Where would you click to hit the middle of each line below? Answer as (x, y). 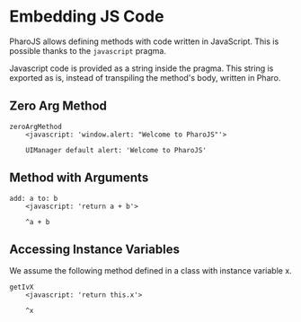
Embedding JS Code (87, 17)
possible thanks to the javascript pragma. (88, 50)
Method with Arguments (79, 178)
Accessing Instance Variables (94, 249)
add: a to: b (34, 198)
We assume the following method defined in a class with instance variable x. (150, 271)
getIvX (22, 287)
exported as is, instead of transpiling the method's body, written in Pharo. (145, 77)
